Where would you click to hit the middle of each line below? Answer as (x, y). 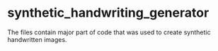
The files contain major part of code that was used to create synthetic (109, 32)
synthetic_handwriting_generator (108, 13)
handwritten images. (37, 39)
